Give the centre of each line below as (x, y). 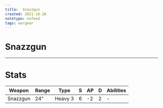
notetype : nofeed (23, 18)
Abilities (116, 91)
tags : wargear (19, 23)
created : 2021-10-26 (26, 14)
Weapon (19, 91)
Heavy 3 (65, 99)
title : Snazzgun (23, 9)
